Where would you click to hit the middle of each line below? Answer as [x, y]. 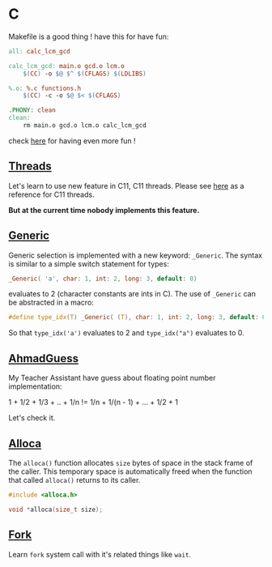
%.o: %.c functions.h [45, 88]
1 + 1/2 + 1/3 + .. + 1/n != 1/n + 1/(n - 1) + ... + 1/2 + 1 [93, 403]
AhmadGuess [44, 358]
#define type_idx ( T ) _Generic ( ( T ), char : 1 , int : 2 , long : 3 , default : [134, 318]
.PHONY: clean [32, 110]
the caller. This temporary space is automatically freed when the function [130, 471]
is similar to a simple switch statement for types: [89, 263]
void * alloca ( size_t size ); [56, 509]
